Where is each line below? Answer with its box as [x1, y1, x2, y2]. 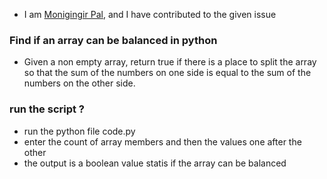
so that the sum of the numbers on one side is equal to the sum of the [23, 67, 312, 79]
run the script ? [9, 102, 86, 116]
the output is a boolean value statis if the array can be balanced [23, 157, 287, 169]
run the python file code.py [23, 125, 136, 137]
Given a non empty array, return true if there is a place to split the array [23, 56, 317, 68]
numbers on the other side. [23, 77, 136, 89]
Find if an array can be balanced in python [9, 33, 218, 47]
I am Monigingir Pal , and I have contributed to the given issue [23, 9, 277, 20]
